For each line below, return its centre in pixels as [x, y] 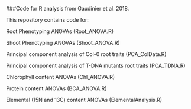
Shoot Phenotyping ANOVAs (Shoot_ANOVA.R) [63, 43]
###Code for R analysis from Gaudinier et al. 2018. [68, 9]
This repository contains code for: [47, 20]
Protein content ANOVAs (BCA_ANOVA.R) [56, 88]
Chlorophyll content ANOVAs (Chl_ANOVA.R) [61, 77]
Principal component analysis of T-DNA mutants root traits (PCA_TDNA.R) [96, 65]
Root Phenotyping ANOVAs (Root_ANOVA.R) [60, 31]
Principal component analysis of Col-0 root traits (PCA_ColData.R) [86, 54]
